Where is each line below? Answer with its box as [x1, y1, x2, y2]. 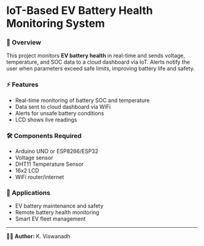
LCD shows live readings [15, 116, 78, 123]
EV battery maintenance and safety [15, 202, 104, 210]
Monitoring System [6, 16, 105, 30]
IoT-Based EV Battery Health [6, 4, 153, 18]
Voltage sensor [15, 154, 53, 162]
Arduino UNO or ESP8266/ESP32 [15, 148, 99, 155]
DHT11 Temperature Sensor [15, 160, 84, 168]
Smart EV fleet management [15, 215, 86, 222]
